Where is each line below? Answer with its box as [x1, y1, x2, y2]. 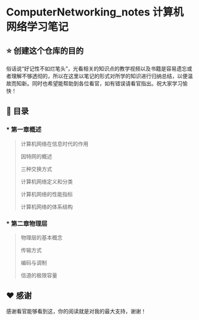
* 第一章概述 [6, 126, 41, 134]
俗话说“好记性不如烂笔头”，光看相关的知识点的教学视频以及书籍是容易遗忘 [6, 65, 188, 72]
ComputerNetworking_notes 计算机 [6, 5, 184, 19]
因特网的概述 [20, 152, 52, 160]
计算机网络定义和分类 [20, 178, 73, 185]
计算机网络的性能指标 [20, 190, 73, 197]
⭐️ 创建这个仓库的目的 [6, 46, 84, 56]
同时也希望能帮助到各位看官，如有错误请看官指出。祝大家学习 [31, 80, 182, 87]
